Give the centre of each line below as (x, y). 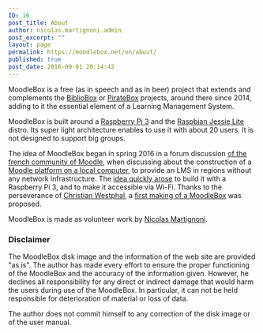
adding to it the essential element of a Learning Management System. (121, 106)
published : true (35, 60)
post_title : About (38, 23)
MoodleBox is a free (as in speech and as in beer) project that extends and (130, 89)
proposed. (25, 204)
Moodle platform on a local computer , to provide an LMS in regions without (130, 170)
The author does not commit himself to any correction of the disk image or (129, 314)
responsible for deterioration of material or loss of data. (98, 299)
